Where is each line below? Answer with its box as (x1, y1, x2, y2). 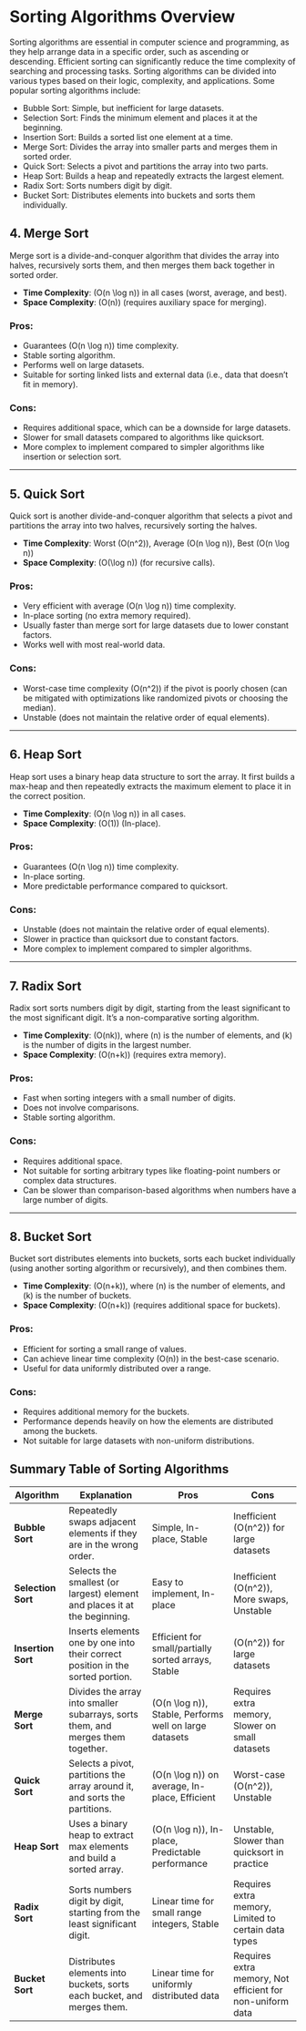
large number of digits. (22, 1194, 108, 1205)
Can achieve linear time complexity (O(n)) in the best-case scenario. (22, 1353, 280, 1364)
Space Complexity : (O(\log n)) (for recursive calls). (22, 558, 216, 569)
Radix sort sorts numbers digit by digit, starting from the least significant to (9, 1002, 291, 1013)
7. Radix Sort (9, 978, 82, 994)
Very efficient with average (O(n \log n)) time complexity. (22, 600, 237, 611)
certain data (233, 1923, 285, 1935)
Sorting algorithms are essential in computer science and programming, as (9, 36, 290, 47)
